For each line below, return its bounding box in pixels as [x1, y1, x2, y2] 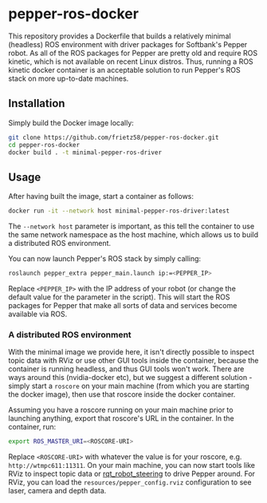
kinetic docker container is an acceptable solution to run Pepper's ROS [8, 65, 241, 74]
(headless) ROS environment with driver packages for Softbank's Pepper [8, 39, 248, 49]
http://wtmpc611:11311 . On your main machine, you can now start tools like [8, 461, 256, 470]
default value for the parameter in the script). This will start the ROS [8, 292, 230, 302]
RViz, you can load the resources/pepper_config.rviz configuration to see [8, 477, 252, 487]
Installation [8, 97, 65, 110]
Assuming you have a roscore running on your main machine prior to [8, 405, 234, 415]
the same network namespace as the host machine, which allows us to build [8, 230, 259, 240]
